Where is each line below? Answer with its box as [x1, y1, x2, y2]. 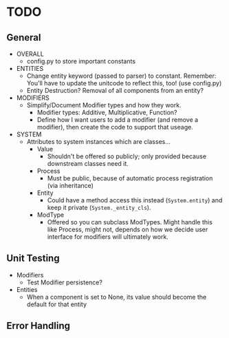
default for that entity [26, 300, 87, 308]
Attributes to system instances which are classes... [26, 138, 171, 145]
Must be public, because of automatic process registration [47, 174, 213, 182]
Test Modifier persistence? [26, 278, 102, 286]
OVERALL [16, 50, 44, 58]
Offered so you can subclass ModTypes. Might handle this [47, 218, 212, 226]
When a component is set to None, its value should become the [26, 293, 207, 301]
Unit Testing [6, 253, 60, 264]
